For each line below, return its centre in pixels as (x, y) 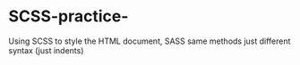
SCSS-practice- (69, 16)
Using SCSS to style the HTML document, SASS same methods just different (150, 41)
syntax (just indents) (46, 50)
